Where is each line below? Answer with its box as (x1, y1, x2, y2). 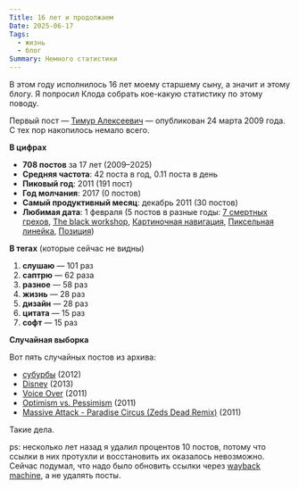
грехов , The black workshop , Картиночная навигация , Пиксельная (21, 216, 275, 227)
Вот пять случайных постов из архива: (9, 352, 156, 362)
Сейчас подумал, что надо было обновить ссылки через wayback (9, 460, 261, 471)
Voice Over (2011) (21, 388, 87, 398)
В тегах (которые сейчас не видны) (9, 243, 145, 253)
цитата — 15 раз (21, 308, 86, 318)
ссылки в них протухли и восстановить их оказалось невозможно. (9, 452, 265, 461)
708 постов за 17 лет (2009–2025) (21, 160, 153, 170)
